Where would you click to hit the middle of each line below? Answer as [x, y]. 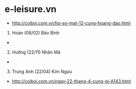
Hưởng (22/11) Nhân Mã [36, 52]
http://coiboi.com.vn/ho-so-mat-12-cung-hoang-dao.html [71, 23]
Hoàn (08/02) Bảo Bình [36, 32]
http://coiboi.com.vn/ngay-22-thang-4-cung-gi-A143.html [71, 81]
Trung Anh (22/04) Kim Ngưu [42, 71]
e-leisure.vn [31, 9]
